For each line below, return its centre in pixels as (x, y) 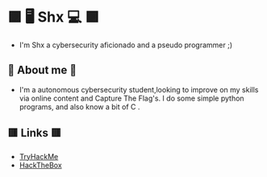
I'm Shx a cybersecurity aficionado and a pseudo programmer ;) (126, 45)
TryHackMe (39, 156)
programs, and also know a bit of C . (79, 106)
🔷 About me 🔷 (42, 70)
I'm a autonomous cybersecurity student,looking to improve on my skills (139, 89)
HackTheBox (40, 165)
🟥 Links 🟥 (35, 133)
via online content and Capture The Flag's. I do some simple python (131, 98)
